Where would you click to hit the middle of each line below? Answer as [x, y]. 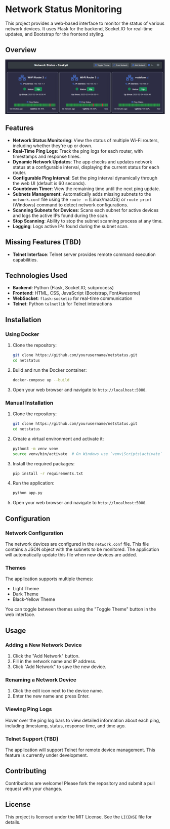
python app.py [27, 493]
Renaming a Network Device [41, 680]
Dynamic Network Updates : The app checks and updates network [82, 162]
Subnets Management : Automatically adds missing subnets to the [82, 194]
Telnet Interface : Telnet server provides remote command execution [84, 254]
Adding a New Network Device [44, 645]
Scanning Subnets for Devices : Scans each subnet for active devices [86, 210]
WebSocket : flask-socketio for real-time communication [72, 298]
